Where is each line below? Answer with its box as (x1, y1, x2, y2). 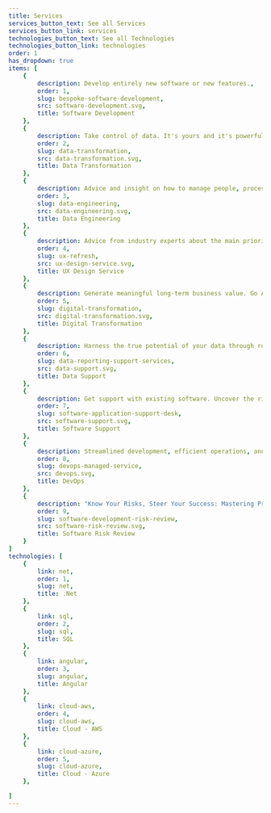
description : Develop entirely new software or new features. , (37, 79, 254, 87)
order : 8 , (37, 455, 70, 463)
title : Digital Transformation (37, 320, 143, 328)
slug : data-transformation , (37, 147, 131, 155)
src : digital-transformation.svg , (37, 312, 153, 320)
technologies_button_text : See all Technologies (8, 34, 175, 43)
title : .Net (37, 590, 78, 598)
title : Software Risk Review (37, 530, 135, 538)
